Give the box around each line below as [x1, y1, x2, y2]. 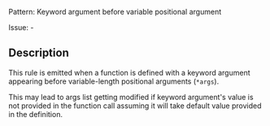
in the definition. [8, 109, 63, 119]
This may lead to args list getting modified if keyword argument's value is [8, 92, 254, 102]
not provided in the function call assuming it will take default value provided [8, 101, 262, 111]
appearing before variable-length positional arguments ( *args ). [8, 76, 220, 86]
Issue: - [8, 23, 34, 32]
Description [8, 46, 69, 60]
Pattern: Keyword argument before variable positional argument [8, 7, 222, 16]
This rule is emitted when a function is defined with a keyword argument [8, 67, 250, 77]
